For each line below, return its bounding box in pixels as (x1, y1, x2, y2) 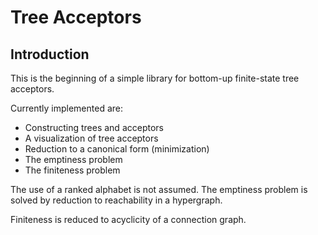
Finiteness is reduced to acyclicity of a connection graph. (10, 214, 247, 225)
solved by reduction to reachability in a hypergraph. (10, 194, 223, 206)
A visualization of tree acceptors (24, 132, 159, 144)
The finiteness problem (24, 164, 121, 176)
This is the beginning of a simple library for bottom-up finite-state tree (10, 72, 300, 84)
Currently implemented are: (10, 102, 123, 114)
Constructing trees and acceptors (24, 122, 164, 133)
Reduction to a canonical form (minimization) (24, 143, 210, 155)
